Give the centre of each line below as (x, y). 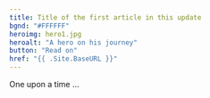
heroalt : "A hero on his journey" (74, 42)
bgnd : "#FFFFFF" (39, 26)
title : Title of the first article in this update (105, 17)
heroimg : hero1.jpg (46, 34)
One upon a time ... (44, 84)
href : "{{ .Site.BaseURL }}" (63, 59)
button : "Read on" (43, 51)
